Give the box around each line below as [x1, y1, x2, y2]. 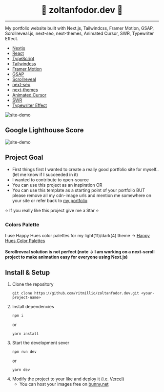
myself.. [143, 166, 159, 172]
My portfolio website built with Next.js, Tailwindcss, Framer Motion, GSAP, [5, 25, 154, 31]
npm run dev [12, 349, 37, 354]
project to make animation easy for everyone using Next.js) [5, 254, 128, 260]
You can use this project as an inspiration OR [12, 182, 102, 188]
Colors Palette [5, 221, 40, 228]
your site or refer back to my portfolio [12, 197, 88, 203]
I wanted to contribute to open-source [12, 176, 89, 183]
